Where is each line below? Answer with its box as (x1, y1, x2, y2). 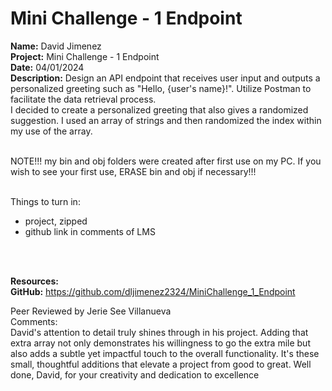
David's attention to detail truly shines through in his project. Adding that (10, 326, 309, 338)
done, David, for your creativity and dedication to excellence (10, 368, 260, 381)
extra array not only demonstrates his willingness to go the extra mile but (10, 337, 311, 349)
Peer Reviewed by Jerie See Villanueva (10, 305, 172, 317)
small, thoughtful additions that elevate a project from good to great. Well (10, 358, 312, 370)
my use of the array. (10, 125, 93, 137)
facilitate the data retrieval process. (10, 93, 157, 105)
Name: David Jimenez (10, 40, 102, 52)
